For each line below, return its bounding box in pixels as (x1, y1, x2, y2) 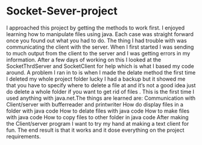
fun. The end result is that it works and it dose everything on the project (6, 126, 185, 134)
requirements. (6, 132, 41, 140)
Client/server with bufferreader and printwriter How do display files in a (6, 100, 184, 108)
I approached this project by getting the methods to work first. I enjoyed (6, 24, 185, 31)
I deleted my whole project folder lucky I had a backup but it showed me (6, 75, 186, 82)
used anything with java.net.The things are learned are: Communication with (6, 94, 196, 102)
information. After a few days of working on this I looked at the (6, 56, 162, 63)
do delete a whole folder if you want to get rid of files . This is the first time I (6, 88, 195, 95)
